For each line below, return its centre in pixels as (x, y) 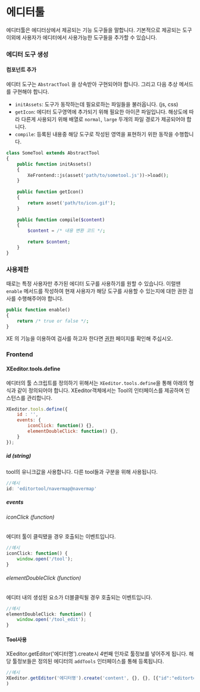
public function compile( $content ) (61, 220)
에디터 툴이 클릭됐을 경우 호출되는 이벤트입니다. (61, 537)
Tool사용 (16, 639)
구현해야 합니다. (31, 92)
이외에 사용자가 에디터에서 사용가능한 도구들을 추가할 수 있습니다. (82, 37)
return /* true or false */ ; (53, 321)
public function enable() (38, 310)
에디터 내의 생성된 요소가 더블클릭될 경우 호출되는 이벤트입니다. (79, 597)
